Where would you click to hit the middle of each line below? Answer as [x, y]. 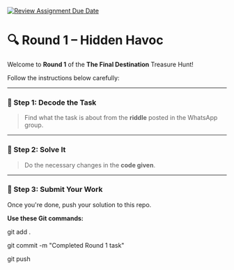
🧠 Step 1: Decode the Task [52, 103]
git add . [19, 232]
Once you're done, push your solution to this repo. [79, 204]
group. [34, 125]
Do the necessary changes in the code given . [89, 165]
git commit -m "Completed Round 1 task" [66, 245]
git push [19, 259]
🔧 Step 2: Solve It [37, 150]
